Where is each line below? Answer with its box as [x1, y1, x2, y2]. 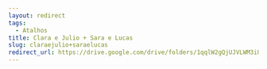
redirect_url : [8, 48, 56, 56]
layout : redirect [8, 11, 66, 20]
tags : [8, 19, 26, 27]
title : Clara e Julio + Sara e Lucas [8, 33, 133, 42]
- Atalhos [15, 26, 48, 34]
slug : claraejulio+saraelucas [8, 41, 109, 49]
